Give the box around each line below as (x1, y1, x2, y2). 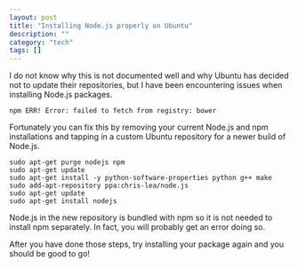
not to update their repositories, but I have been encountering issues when (9, 80, 283, 91)
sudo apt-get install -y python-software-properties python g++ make (9, 174, 273, 183)
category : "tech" (9, 37, 74, 47)
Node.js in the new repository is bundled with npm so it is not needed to (9, 212, 273, 223)
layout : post (9, 12, 58, 22)
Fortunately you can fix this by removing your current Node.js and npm (9, 122, 269, 133)
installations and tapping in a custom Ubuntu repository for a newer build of (9, 131, 286, 142)
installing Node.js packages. (9, 90, 113, 100)
